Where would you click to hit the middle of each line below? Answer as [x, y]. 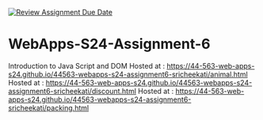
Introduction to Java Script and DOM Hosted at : [87, 66]
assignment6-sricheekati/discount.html [72, 91]
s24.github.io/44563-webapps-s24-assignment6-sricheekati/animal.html [128, 74]
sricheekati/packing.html [49, 107]
